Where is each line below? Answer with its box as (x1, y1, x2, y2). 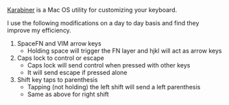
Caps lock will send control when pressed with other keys (27, 61, 191, 69)
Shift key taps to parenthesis (16, 76, 98, 84)
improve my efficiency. (7, 27, 72, 34)
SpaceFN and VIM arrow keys (16, 40, 101, 47)
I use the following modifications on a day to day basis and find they (7, 19, 200, 27)
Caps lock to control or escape (16, 54, 104, 62)
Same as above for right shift (27, 90, 110, 98)
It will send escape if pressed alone (27, 68, 128, 76)
